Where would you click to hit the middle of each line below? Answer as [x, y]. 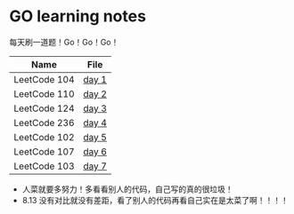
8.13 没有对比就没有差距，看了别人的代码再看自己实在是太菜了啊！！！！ [155, 200]
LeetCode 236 [44, 123]
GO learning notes [78, 16]
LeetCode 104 [44, 79]
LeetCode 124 [44, 108]
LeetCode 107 [44, 151]
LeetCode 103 [44, 166]
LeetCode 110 [44, 93]
